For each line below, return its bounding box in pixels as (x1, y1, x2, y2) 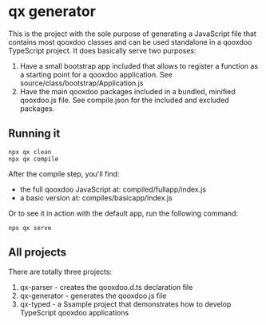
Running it (8, 127, 61, 141)
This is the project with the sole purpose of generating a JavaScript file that (8, 29, 257, 38)
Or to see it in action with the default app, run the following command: (8, 208, 238, 218)
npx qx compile (8, 155, 59, 163)
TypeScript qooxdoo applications (19, 307, 129, 317)
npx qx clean (8, 148, 52, 156)
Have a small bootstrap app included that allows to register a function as (19, 61, 258, 70)
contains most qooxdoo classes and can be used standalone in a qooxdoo (8, 37, 252, 46)
